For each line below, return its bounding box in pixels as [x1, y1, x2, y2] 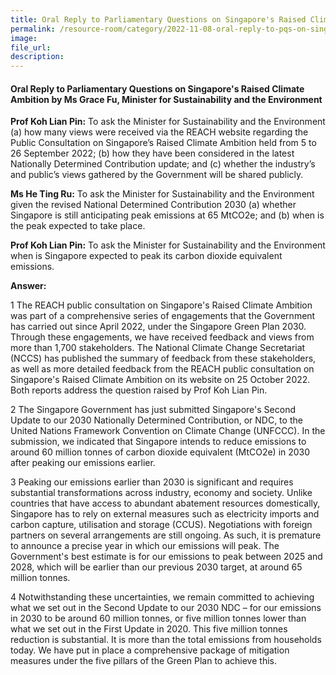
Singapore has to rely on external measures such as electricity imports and [10, 508, 320, 520]
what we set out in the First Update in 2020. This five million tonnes [10, 623, 288, 635]
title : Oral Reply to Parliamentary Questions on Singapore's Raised [10, 14, 307, 25]
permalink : [10, 24, 56, 34]
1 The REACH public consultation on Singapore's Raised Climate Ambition [10, 299, 313, 311]
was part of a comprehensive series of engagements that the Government [10, 310, 316, 322]
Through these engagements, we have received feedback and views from [10, 331, 315, 343]
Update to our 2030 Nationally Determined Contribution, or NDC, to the [10, 414, 303, 426]
